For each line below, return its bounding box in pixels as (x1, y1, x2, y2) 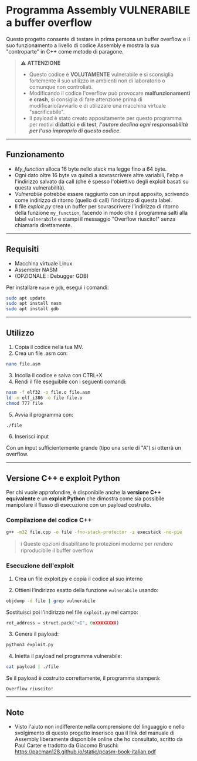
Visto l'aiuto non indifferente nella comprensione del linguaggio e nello (14, 723, 185, 730)
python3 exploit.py (6, 642, 54, 648)
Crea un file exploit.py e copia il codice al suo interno (14, 575, 143, 582)
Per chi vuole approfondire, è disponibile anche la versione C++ (6, 489, 161, 496)
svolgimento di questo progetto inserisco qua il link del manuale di (14, 729, 175, 736)
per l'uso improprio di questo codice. (29, 127, 121, 134)
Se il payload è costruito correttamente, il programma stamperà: (6, 674, 161, 682)
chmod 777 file (6, 400, 43, 406)
